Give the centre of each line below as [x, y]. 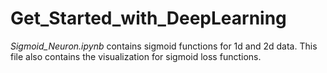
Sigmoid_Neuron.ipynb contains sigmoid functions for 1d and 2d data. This [164, 46]
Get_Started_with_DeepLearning [148, 18]
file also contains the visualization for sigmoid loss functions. [136, 56]
